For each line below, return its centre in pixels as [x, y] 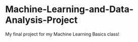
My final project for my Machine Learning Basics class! [62, 34]
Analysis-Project [41, 20]
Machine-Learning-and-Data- [70, 9]
